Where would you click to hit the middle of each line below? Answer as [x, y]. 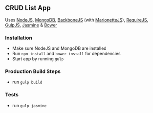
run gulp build [27, 82]
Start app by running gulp [38, 59]
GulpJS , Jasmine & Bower [31, 25]
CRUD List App [28, 8]
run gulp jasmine [29, 105]
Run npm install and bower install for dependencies [66, 54]
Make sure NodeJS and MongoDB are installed [59, 48]
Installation [19, 38]
